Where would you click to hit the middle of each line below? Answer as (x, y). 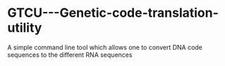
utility (25, 28)
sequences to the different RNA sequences (70, 55)
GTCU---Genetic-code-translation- (113, 13)
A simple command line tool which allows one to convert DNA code (105, 47)
